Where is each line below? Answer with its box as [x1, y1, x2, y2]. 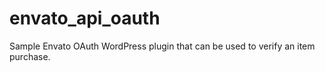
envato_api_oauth [9, 7, 161, 30]
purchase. [9, 50, 51, 62]
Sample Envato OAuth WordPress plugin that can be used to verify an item [9, 40, 316, 52]
